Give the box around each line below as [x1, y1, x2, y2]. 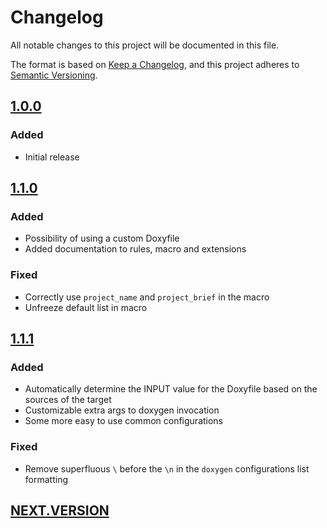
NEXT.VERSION [10, 502, 110, 519]
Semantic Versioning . [10, 69, 98, 81]
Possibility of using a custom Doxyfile [24, 232, 180, 245]
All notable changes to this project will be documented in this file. [10, 39, 280, 51]
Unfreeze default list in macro [24, 301, 148, 313]
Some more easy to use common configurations [24, 415, 224, 427]
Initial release [24, 151, 80, 163]
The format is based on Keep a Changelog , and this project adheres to [10, 58, 300, 70]
